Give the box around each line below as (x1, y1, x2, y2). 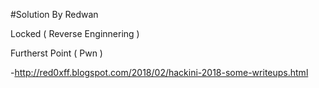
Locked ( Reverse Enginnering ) (10, 28, 140, 39)
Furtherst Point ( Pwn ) (10, 47, 103, 59)
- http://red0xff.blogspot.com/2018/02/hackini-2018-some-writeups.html (10, 67, 309, 78)
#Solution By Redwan (10, 9, 99, 20)
